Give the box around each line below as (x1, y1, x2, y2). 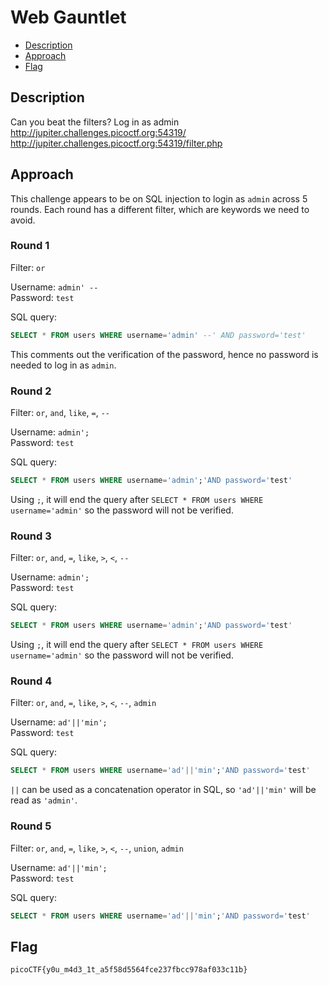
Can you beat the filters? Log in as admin (10, 116, 180, 128)
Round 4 (10, 674, 53, 688)
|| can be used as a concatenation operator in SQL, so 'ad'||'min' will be (10, 784, 317, 796)
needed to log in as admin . (10, 359, 117, 371)
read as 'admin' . (10, 794, 78, 806)
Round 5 (10, 819, 52, 833)
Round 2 (10, 384, 52, 398)
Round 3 (10, 529, 52, 543)
